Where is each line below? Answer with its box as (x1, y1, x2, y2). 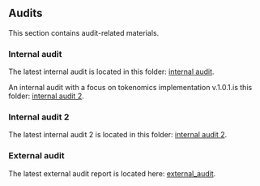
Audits (8, 6, 43, 20)
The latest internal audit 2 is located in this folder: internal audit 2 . (8, 130, 228, 140)
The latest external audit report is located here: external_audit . (8, 168, 216, 178)
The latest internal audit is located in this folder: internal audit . (8, 67, 215, 76)
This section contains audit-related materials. (8, 28, 160, 37)
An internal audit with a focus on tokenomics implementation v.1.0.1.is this (8, 83, 253, 93)
